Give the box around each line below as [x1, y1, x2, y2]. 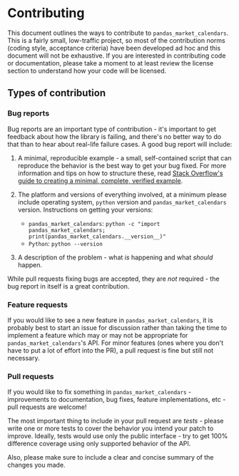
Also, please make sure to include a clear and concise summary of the [7, 453, 214, 462]
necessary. [7, 353, 41, 362]
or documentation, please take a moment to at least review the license [7, 58, 214, 67]
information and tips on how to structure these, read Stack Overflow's [17, 169, 223, 177]
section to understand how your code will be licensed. [7, 66, 167, 75]
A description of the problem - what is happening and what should [17, 253, 213, 262]
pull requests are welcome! [7, 403, 87, 411]
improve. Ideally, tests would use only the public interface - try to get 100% [7, 432, 228, 440]
